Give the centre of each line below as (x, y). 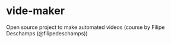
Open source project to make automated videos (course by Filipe (85, 27)
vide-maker (36, 11)
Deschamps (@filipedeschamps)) (47, 33)
